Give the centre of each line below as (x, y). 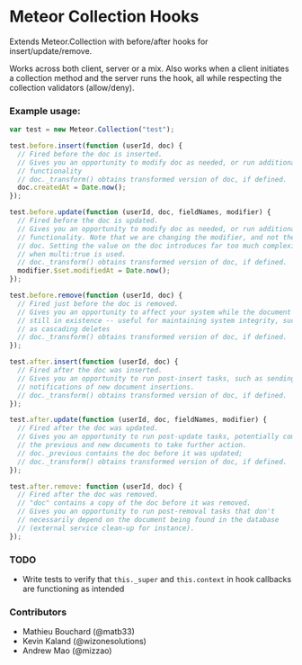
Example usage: (45, 111)
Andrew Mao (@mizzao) (67, 651)
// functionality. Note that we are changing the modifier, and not (148, 237)
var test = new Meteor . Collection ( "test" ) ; (92, 130)
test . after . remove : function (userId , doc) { (96, 486)
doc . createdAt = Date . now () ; (72, 188)
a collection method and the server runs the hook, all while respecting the (146, 77)
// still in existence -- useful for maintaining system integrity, (148, 320)
